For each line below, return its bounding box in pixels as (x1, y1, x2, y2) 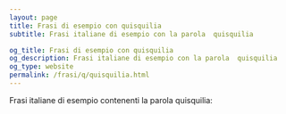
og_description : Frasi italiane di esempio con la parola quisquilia (9, 54, 278, 63)
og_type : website (9, 62, 74, 71)
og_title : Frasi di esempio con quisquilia (9, 45, 174, 54)
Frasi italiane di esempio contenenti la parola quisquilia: (9, 94, 213, 105)
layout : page (9, 12, 58, 22)
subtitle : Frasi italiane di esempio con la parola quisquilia (9, 29, 254, 38)
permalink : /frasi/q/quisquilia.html (9, 70, 150, 80)
